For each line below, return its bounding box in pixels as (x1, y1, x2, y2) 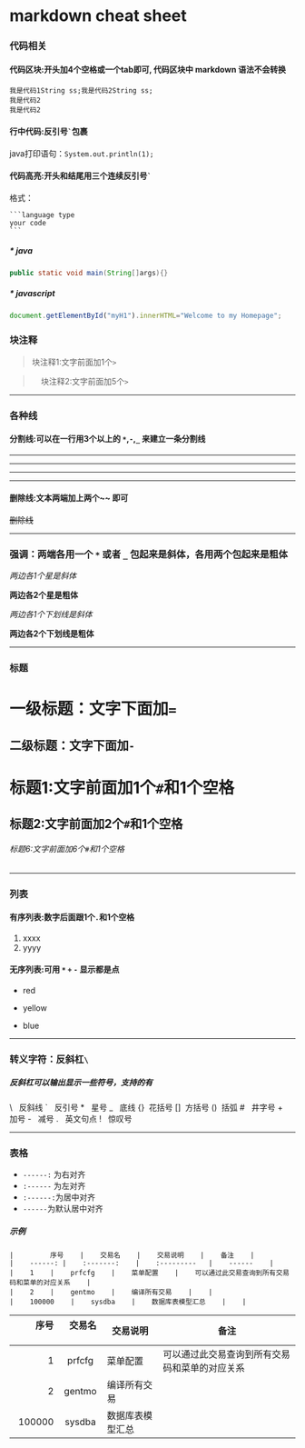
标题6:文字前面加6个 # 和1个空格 (9, 844, 125, 854)
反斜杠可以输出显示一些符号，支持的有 (9, 1077, 152, 1088)
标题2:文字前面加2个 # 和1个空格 (9, 816, 183, 832)
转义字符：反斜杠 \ (9, 1053, 89, 1065)
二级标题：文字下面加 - (9, 737, 135, 753)
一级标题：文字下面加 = (9, 699, 177, 719)
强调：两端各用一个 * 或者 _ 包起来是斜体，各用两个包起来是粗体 (9, 547, 289, 560)
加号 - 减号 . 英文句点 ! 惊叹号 (9, 1113, 133, 1123)
